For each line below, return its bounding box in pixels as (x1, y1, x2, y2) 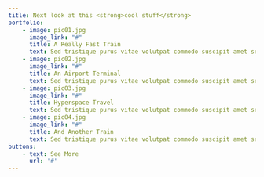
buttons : (8, 143, 37, 150)
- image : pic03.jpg (22, 84, 86, 92)
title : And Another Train (28, 128, 114, 135)
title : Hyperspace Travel (28, 99, 114, 107)
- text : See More (22, 150, 79, 157)
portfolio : (8, 19, 44, 27)
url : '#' (28, 157, 58, 165)
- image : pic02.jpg (22, 56, 86, 63)
